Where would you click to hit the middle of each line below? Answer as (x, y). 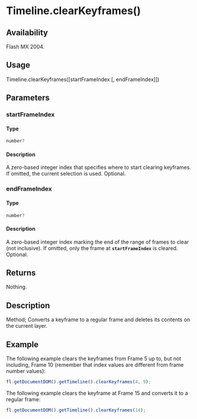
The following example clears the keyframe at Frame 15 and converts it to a (97, 393)
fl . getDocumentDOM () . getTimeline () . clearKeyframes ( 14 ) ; (76, 410)
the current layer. (27, 326)
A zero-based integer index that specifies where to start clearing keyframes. (98, 167)
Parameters (28, 98)
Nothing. (17, 287)
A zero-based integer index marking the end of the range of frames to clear (98, 242)
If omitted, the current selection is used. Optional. (66, 174)
